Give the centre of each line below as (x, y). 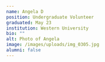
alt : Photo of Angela (33, 39)
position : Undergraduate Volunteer (50, 17)
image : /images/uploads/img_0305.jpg (53, 45)
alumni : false (24, 50)
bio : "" (16, 34)
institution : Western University (47, 28)
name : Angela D (25, 12)
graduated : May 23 (29, 22)
